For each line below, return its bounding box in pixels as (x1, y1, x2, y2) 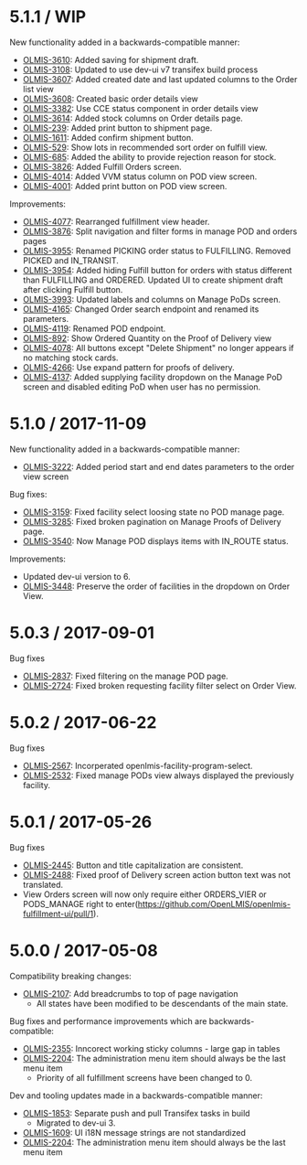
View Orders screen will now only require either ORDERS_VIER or (22, 889, 267, 900)
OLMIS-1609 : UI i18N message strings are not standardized (22, 1127, 247, 1138)
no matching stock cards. (22, 352, 119, 363)
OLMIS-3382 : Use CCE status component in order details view (22, 102, 259, 113)
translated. (22, 879, 64, 890)
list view (22, 83, 55, 94)
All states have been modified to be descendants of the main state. (36, 998, 289, 1009)
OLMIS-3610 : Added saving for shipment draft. (22, 54, 199, 65)
